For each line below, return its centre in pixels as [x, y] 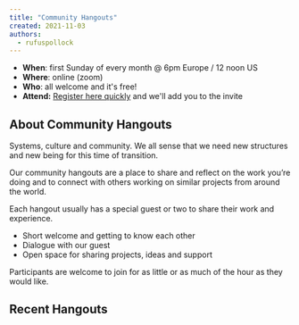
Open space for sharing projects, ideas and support [117, 254]
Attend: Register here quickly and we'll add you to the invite [133, 96]
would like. [29, 281]
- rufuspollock [46, 42]
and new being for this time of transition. [84, 155]
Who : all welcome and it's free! [79, 87]
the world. [28, 192]
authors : [25, 34]
